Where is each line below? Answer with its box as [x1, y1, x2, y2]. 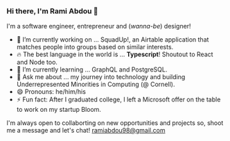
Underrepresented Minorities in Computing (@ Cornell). [16, 80, 175, 89]
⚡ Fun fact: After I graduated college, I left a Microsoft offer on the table [16, 95, 221, 103]
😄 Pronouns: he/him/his [16, 88, 86, 96]
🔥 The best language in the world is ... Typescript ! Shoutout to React [16, 50, 213, 58]
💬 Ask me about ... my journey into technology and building [16, 73, 186, 81]
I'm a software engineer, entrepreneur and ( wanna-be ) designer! [6, 22, 191, 31]
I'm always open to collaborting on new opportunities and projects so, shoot [6, 119, 224, 127]
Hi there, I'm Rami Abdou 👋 [6, 6, 98, 16]
